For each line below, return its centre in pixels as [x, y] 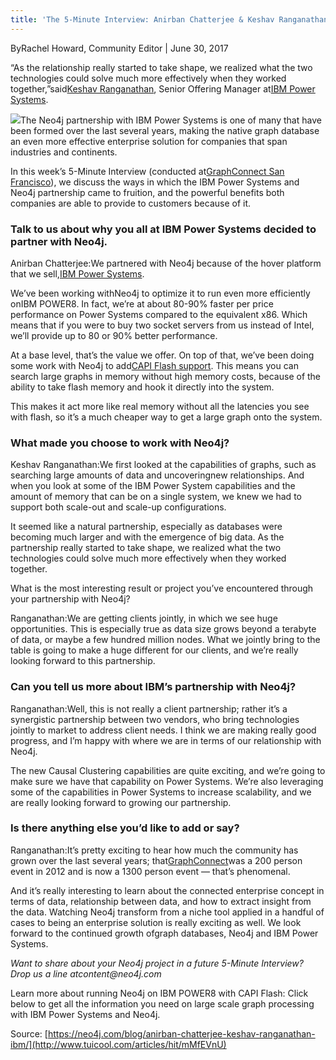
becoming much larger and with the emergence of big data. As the [147, 537]
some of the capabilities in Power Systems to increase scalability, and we [161, 792]
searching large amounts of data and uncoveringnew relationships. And [157, 475]
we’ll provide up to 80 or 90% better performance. [114, 335]
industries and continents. [64, 152]
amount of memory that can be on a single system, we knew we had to [156, 497]
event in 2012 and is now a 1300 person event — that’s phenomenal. [150, 871]
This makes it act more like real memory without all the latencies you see [160, 406]
